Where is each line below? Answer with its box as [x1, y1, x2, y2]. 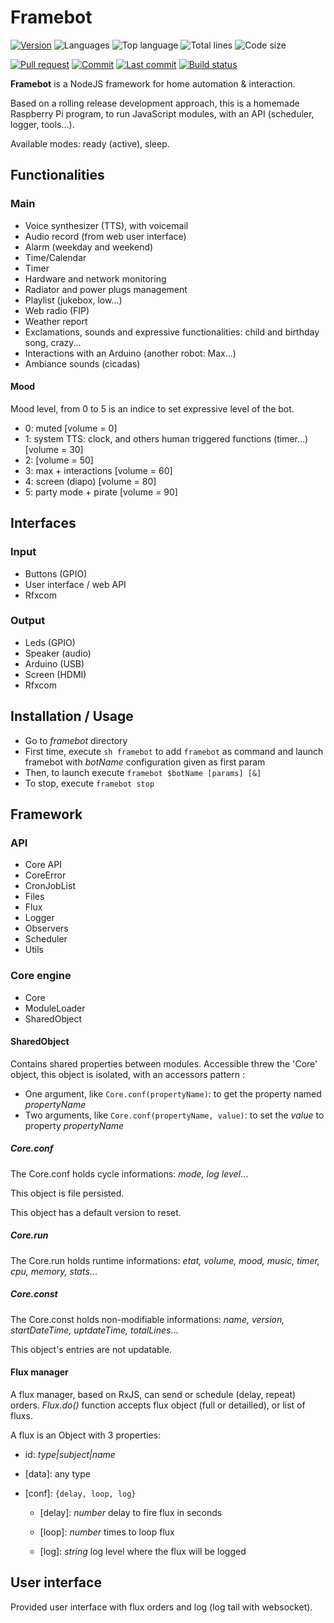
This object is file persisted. [10, 1187, 125, 1199]
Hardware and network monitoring [24, 272, 167, 285]
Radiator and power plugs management [24, 283, 188, 295]
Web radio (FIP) [24, 304, 90, 316]
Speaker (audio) [24, 647, 92, 659]
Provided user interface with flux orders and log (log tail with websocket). [10, 1601, 313, 1613]
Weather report [24, 315, 88, 327]
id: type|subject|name [24, 1448, 116, 1460]
